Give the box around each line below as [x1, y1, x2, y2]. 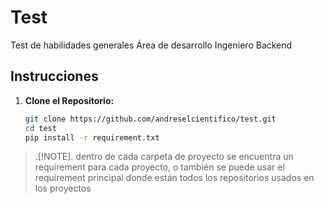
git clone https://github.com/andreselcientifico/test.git [24, 114, 277, 124]
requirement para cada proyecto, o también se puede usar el [34, 161, 285, 173]
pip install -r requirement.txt [24, 132, 160, 143]
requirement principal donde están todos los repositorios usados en [34, 172, 315, 184]
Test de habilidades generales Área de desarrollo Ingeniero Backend [10, 39, 293, 51]
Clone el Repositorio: [24, 94, 115, 106]
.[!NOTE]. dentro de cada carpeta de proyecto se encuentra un [34, 151, 294, 163]
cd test [24, 123, 57, 133]
